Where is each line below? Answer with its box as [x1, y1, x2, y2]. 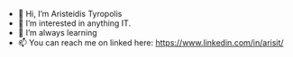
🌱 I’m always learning [17, 28, 97, 37]
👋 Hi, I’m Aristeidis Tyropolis [17, 9, 123, 19]
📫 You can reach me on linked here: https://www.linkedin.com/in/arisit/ [17, 37, 284, 48]
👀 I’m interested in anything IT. [17, 18, 132, 28]
